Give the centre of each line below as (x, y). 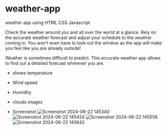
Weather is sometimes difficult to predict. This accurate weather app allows (83, 57)
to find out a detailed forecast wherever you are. (55, 63)
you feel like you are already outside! (43, 48)
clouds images (27, 102)
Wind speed (25, 82)
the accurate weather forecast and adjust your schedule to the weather (78, 37)
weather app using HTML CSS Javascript (48, 22)
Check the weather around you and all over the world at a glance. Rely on (81, 32)
